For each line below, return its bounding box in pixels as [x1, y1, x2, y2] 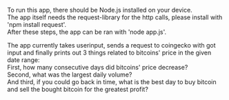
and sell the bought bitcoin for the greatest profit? [7, 86, 148, 93]
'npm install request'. [7, 21, 67, 28]
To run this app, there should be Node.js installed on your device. [7, 6, 193, 14]
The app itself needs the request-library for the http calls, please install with [7, 13, 223, 21]
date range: [7, 56, 40, 64]
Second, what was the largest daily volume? [7, 70, 132, 79]
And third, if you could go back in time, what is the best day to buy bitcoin [7, 78, 217, 86]
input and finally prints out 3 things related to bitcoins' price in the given [7, 48, 212, 57]
